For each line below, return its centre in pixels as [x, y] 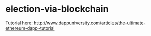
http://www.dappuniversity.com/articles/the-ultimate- [90, 23]
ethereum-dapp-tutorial [30, 28]
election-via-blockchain [57, 9]
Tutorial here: [19, 23]
